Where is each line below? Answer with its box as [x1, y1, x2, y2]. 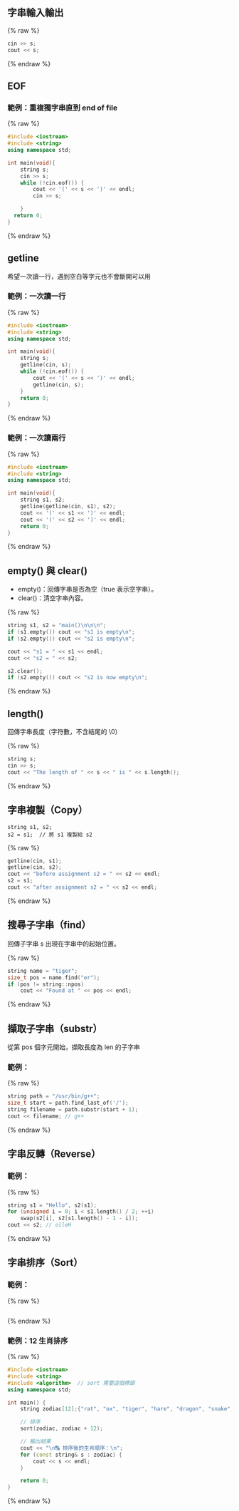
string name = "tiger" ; [7, 967, 78, 974]
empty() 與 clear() [7, 564, 87, 577]
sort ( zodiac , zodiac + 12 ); [20, 1425, 103, 1433]
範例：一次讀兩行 [7, 433, 66, 443]
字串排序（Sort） [7, 1257, 83, 1269]
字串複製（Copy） [7, 804, 87, 816]
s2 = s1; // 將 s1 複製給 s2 [7, 831, 92, 838]
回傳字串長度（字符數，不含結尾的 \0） [7, 728, 122, 736]
